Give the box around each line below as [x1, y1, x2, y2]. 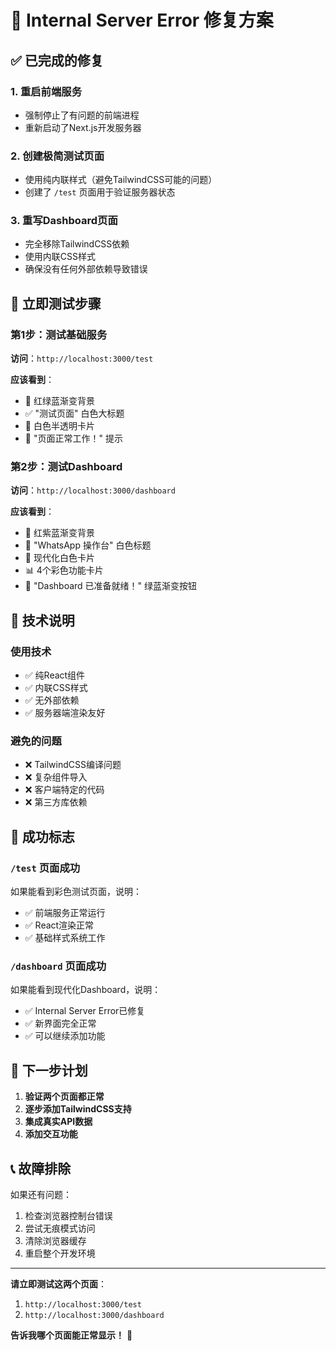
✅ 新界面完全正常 [24, 1017, 97, 1030]
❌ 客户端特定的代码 [24, 784, 105, 796]
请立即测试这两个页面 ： [10, 1278, 107, 1290]
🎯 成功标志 [10, 828, 75, 845]
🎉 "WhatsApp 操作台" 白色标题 [24, 539, 152, 551]
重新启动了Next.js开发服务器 [24, 121, 142, 133]
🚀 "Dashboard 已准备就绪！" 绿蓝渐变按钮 [24, 580, 198, 592]
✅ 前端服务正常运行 [24, 907, 106, 919]
